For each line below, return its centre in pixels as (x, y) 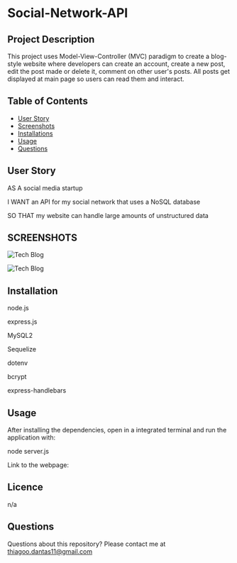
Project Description (51, 39)
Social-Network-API (68, 13)
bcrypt (17, 377)
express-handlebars (37, 390)
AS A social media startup (45, 188)
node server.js (28, 452)
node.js (18, 308)
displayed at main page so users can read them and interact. (96, 79)
